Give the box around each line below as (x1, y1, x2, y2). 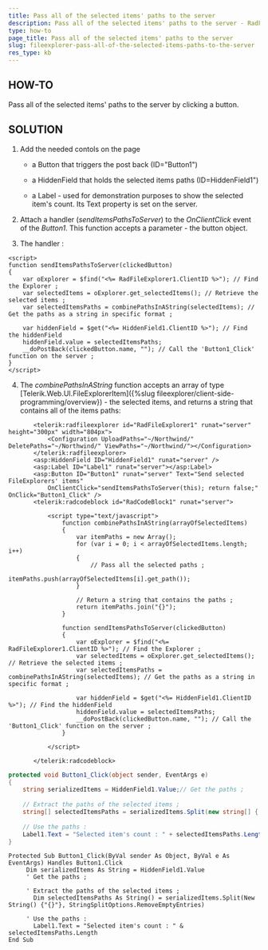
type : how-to (8, 26, 52, 34)
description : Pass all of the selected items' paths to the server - (8, 19, 245, 27)
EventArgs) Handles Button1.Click (8, 859, 124, 868)
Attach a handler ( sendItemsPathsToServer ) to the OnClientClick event (19, 214, 251, 224)
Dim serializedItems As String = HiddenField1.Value (26, 866, 205, 874)
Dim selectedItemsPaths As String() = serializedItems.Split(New (33, 894, 255, 902)
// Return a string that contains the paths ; (76, 596, 234, 604)
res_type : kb (8, 49, 52, 57)
